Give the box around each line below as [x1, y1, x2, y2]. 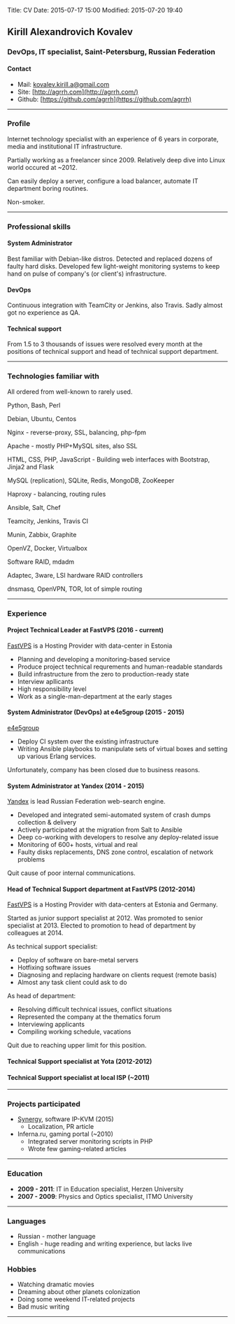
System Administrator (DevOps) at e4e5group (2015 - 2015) [7, 708, 185, 716]
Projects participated [7, 1099, 80, 1109]
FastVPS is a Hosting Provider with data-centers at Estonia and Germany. [7, 900, 218, 909]
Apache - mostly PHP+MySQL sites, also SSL [7, 441, 138, 450]
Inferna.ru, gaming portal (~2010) [17, 1130, 114, 1139]
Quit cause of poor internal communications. [7, 869, 136, 877]
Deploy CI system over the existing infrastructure [17, 737, 159, 746]
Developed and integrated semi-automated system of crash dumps [17, 811, 211, 819]
